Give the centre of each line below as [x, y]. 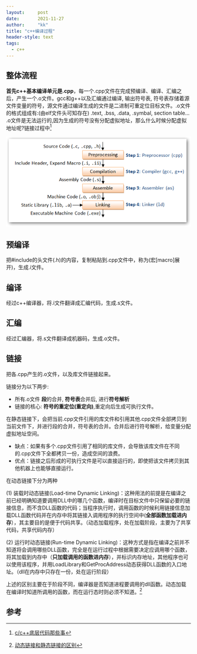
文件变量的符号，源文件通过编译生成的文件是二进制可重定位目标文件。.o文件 [98, 105]
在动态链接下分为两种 [32, 480]
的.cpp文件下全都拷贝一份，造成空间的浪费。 [69, 453]
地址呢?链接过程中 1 [29, 128]
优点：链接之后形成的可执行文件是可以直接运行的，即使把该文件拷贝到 [99, 461]
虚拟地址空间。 [24, 433]
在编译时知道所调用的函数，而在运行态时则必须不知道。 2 [74, 591]
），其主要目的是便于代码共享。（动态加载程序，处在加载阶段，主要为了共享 [101, 522]
